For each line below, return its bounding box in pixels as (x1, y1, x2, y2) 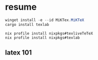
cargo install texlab (5, 22, 49, 27)
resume (5, 1, 37, 13)
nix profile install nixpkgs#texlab (5, 35, 80, 40)
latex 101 (5, 48, 32, 57)
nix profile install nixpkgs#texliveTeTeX (5, 31, 93, 36)
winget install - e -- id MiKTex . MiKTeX (5, 18, 84, 22)
